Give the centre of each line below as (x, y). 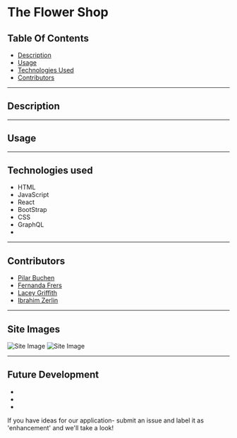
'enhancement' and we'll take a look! (61, 427)
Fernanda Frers (39, 285)
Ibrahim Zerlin (38, 301)
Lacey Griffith (37, 293)
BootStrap (32, 210)
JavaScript (33, 195)
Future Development (53, 375)
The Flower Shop (58, 12)
